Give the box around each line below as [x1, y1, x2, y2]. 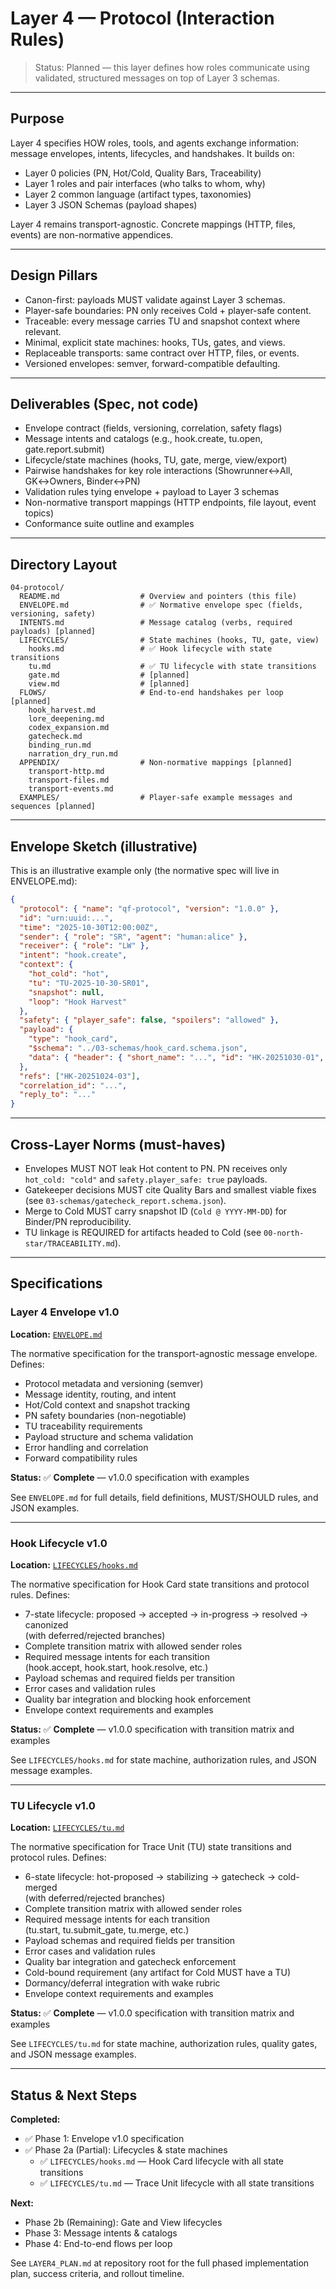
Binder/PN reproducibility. [24, 1215, 132, 1227]
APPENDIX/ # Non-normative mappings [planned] [19, 758, 293, 768]
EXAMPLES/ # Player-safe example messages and [19, 793, 293, 803]
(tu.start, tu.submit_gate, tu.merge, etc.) [24, 1924, 190, 1936]
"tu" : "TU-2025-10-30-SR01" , [28, 978, 150, 988]
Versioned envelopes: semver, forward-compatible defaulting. [24, 357, 281, 369]
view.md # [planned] [28, 679, 190, 689]
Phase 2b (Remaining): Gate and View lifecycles [24, 2217, 223, 2229]
